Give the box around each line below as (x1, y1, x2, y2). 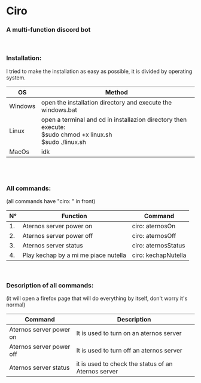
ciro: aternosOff (132, 232, 176, 240)
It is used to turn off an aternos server (76, 347, 182, 355)
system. (6, 73, 26, 81)
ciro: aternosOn (132, 222, 176, 231)
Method (105, 88, 128, 96)
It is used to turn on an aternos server (76, 329, 182, 338)
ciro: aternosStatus (132, 241, 185, 250)
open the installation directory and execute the (41, 98, 172, 106)
